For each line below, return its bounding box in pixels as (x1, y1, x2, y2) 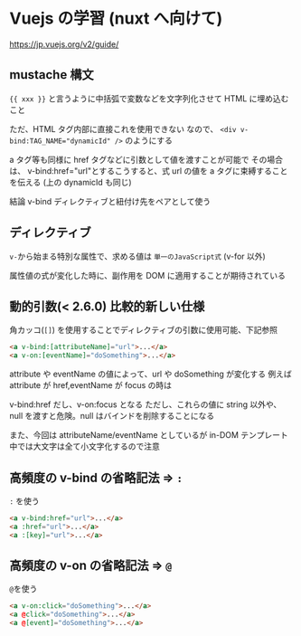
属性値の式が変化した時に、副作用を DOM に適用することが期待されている (9, 270, 287, 280)
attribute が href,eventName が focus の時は (9, 380, 173, 391)
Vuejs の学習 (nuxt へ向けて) (9, 8, 223, 29)
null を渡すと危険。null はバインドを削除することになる (9, 411, 215, 422)
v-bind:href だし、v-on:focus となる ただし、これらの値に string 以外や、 (9, 399, 282, 410)
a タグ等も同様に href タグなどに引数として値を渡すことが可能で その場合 (9, 154, 283, 165)
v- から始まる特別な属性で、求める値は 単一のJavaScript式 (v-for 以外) (9, 251, 267, 261)
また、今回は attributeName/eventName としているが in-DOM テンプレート (9, 430, 288, 441)
